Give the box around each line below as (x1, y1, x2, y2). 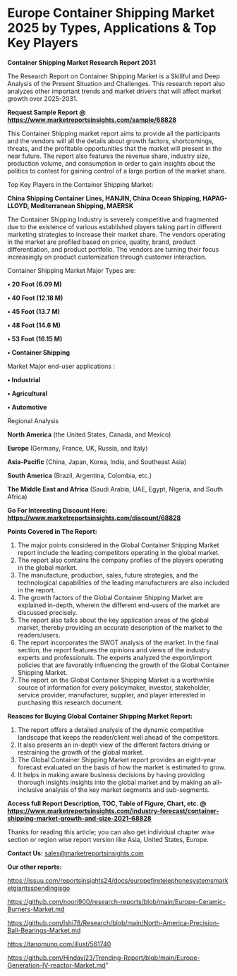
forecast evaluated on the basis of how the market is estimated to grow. (17, 763, 226, 771)
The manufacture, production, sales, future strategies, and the (17, 571, 199, 579)
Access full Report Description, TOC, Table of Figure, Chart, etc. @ (7, 799, 207, 807)
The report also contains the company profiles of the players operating (17, 556, 224, 564)
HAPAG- (202, 194, 228, 202)
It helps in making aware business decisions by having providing (17, 770, 205, 779)
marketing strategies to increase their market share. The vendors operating (7, 230, 226, 238)
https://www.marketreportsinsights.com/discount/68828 (7, 513, 181, 522)
